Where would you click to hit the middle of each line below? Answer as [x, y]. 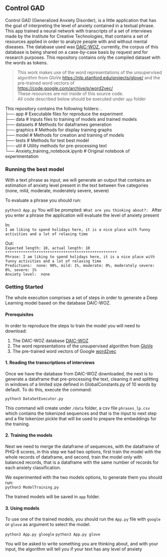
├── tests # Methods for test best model [47, 140]
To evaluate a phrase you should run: [43, 200]
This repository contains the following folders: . [54, 108]
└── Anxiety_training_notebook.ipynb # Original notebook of [68, 151]
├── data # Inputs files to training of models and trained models [71, 119]
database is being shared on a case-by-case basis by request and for [77, 52]
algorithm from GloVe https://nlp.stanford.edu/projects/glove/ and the [89, 77]
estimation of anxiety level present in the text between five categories [77, 185]
